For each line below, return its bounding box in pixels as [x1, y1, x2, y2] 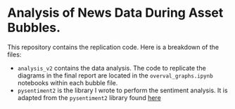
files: [7, 50, 22, 59]
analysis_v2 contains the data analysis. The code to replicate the [17, 64, 206, 72]
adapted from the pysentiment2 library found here [17, 93, 162, 102]
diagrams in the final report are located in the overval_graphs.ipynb [17, 71, 213, 80]
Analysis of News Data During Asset [7, 5, 224, 21]
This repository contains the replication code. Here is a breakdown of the [7, 43, 220, 51]
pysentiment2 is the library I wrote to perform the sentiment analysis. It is [17, 86, 228, 94]
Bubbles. [7, 20, 61, 36]
